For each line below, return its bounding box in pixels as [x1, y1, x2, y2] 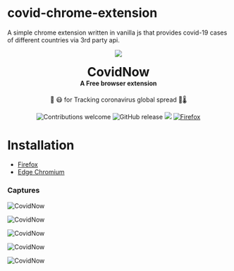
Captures [7, 186, 40, 195]
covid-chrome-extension [7, 5, 158, 21]
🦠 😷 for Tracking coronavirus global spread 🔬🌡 [50, 95, 187, 104]
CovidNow [87, 64, 150, 80]
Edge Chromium [17, 168, 65, 176]
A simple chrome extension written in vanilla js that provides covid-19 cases [7, 28, 228, 37]
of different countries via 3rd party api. [7, 35, 120, 44]
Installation [7, 137, 75, 153]
